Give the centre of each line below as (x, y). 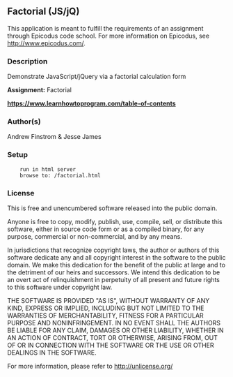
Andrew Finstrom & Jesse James (55, 137)
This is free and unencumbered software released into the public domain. (112, 208)
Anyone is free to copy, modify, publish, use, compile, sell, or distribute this (115, 222)
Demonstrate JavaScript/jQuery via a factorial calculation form (97, 77)
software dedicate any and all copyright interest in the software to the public (116, 257)
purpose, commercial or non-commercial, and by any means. (95, 236)
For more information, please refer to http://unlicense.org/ (90, 366)
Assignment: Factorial (39, 90)
